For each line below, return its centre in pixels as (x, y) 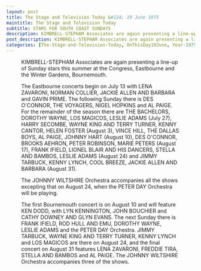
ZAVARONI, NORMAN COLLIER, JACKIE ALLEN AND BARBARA (98, 93)
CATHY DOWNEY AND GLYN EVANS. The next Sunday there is (99, 217)
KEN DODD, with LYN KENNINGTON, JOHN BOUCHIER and (94, 211)
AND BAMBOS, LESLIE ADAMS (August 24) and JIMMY (89, 156)
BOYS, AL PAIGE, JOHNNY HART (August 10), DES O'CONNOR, (99, 137)
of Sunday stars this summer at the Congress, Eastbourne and (98, 68)
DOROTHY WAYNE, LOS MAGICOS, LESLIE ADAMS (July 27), (97, 118)
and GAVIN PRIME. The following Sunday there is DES (87, 98)
